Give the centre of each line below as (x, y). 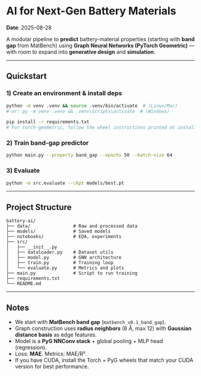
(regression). (31, 347)
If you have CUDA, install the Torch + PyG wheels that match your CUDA (104, 360)
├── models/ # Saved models (59, 231)
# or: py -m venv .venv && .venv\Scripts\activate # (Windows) (88, 111)
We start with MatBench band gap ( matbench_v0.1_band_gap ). (90, 322)
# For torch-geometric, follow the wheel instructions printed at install (101, 128)
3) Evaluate (23, 170)
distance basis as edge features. (56, 335)
